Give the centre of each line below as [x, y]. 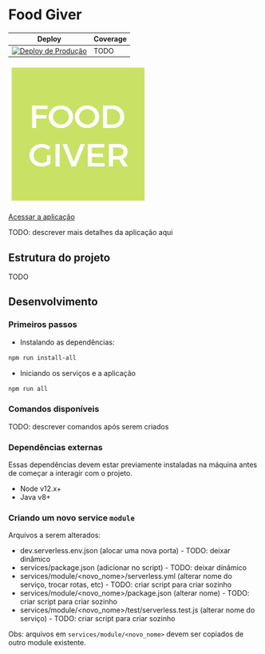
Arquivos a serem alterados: [55, 535]
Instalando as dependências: [67, 342]
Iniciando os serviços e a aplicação [77, 373]
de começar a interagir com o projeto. [71, 473]
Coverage [111, 39]
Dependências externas [55, 447]
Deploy [49, 39]
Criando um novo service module [72, 517]
